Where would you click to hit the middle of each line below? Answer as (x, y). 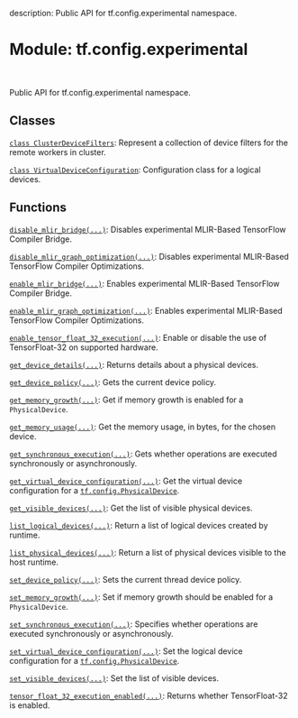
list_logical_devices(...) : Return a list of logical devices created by (139, 525)
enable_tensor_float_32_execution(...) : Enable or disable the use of (138, 337)
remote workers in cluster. (58, 152)
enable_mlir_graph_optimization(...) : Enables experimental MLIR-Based (146, 310)
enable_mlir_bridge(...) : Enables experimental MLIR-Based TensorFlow (144, 283)
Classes (32, 121)
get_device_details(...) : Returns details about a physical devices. (134, 364)
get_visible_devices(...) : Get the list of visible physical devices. (131, 508)
